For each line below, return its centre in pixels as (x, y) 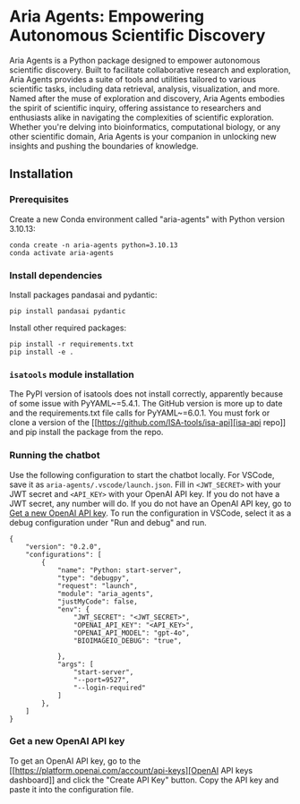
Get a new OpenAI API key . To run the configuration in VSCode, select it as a (150, 513)
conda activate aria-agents (62, 252)
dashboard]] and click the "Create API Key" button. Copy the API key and (144, 780)
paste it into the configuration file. (72, 789)
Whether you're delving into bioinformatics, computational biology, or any (145, 126)
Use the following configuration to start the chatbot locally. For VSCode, (142, 475)
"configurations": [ (64, 554)
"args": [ (75, 664)
